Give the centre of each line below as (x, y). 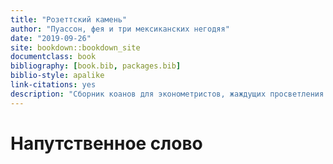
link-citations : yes (53, 85)
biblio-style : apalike (57, 76)
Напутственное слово (106, 143)
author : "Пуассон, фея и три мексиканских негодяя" (120, 29)
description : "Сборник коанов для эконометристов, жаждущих (138, 94)
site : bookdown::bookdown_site (75, 47)
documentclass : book (53, 57)
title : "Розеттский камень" (69, 19)
